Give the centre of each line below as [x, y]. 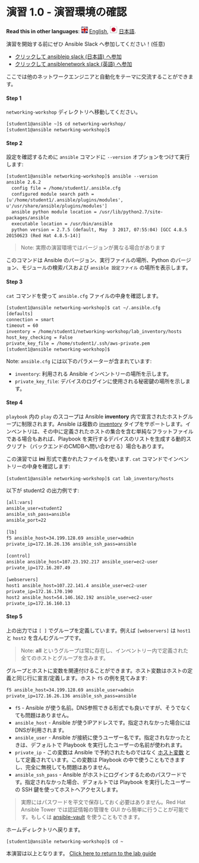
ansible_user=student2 [34, 508]
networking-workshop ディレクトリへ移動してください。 [74, 112]
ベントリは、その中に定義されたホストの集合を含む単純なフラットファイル [102, 431]
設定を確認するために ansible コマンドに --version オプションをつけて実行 [98, 157]
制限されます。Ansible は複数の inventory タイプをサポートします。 [104, 424]
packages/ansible [28, 218]
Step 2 [14, 143]
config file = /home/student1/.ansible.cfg [66, 188]
